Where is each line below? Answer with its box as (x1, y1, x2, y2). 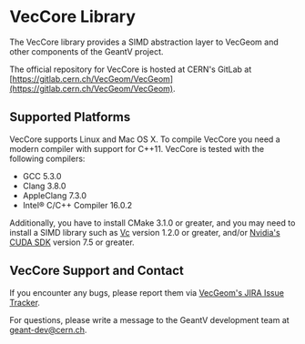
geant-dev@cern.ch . (9, 324, 87, 335)
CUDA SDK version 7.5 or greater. (9, 237, 135, 248)
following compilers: (9, 153, 86, 164)
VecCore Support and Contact (9, 263, 184, 278)
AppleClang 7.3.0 (22, 189, 87, 201)
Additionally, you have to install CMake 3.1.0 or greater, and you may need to (9, 217, 296, 228)
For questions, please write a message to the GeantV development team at (9, 314, 290, 325)
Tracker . (9, 297, 41, 308)
